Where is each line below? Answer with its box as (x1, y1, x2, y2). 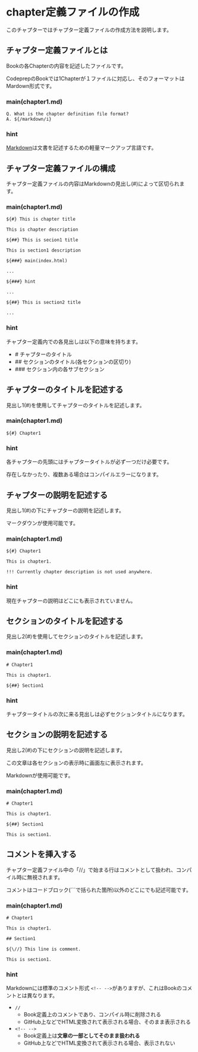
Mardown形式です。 (6, 82, 55, 89)
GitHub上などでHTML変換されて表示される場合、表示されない (23, 1040, 175, 1047)
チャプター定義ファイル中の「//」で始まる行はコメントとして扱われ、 (6, 866, 177, 873)
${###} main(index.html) (6, 258, 68, 264)
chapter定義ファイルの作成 (6, 5, 140, 19)
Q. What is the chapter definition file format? (6, 111, 129, 117)
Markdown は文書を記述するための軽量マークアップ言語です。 (6, 144, 157, 152)
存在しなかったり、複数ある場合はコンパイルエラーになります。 (6, 471, 162, 478)
